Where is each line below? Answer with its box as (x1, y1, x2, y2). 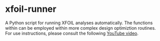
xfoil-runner (5, 3, 57, 15)
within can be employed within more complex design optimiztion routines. (5, 25, 156, 31)
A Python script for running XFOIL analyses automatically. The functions (5, 20, 153, 26)
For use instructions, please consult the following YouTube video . (5, 30, 139, 36)
